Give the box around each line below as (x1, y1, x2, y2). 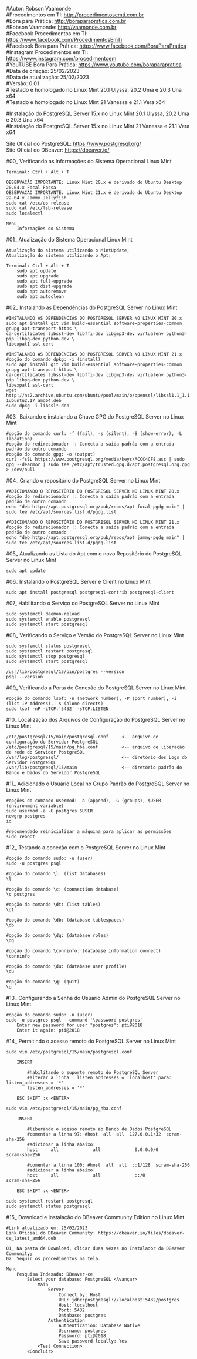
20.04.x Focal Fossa (6, 185, 57, 190)
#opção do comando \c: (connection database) (6, 886, 119, 892)
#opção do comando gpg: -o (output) (6, 451, 96, 457)
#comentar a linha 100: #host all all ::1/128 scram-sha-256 (27, 1162, 191, 1168)
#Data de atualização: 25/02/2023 (6, 73, 90, 81)
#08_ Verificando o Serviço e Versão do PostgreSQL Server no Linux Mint (6, 632, 184, 638)
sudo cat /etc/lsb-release (6, 205, 72, 211)
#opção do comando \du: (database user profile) (6, 963, 127, 969)
